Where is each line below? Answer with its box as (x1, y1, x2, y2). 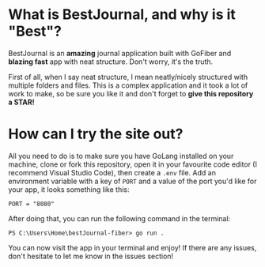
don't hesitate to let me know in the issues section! (8, 251, 174, 261)
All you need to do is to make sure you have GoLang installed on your (8, 151, 234, 160)
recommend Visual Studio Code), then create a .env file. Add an (8, 167, 216, 177)
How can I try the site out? (8, 125, 184, 143)
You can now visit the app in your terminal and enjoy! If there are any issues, (8, 243, 257, 252)
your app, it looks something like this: (8, 184, 130, 194)
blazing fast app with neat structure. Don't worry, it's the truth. (8, 57, 214, 66)
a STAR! (8, 97, 35, 107)
